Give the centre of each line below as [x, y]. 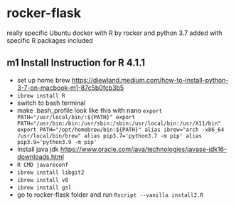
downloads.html [41, 156]
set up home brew [43, 80]
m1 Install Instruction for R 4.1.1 [76, 63]
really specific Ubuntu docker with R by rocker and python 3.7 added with [114, 33]
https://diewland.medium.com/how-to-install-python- [150, 80]
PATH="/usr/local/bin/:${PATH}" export [76, 117]
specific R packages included [50, 40]
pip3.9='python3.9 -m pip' [57, 142]
